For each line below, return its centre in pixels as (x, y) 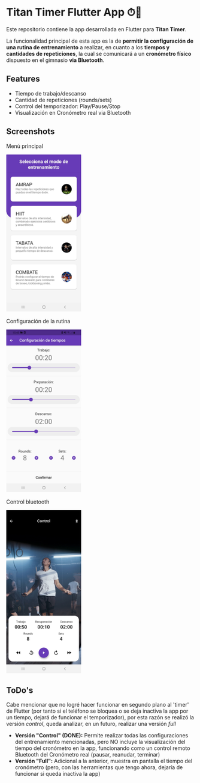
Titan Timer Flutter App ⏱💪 (74, 12)
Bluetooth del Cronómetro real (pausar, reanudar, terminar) (87, 755)
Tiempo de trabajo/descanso (51, 93)
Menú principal (25, 146)
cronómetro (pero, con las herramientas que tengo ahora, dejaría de (99, 767)
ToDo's (20, 690)
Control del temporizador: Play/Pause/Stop (68, 106)
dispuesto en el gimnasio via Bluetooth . (55, 60)
